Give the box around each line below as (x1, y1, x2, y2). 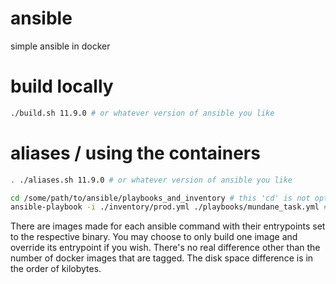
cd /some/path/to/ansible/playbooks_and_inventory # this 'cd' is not (10, 193, 311, 203)
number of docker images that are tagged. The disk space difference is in (10, 252, 314, 264)
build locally (10, 75, 114, 98)
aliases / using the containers (10, 142, 261, 164)
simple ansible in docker (10, 40, 111, 52)
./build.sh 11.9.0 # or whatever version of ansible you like (10, 108, 275, 118)
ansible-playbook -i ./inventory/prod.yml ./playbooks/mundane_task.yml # (10, 202, 329, 212)
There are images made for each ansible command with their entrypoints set (10, 220, 326, 232)
